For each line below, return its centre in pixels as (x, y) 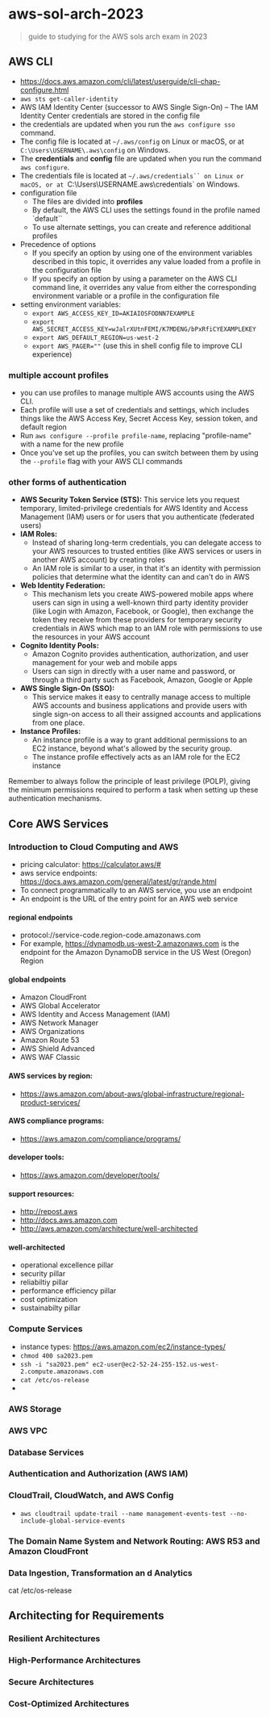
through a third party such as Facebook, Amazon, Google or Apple (142, 680)
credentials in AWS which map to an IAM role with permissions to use (147, 628)
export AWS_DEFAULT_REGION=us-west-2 (96, 337)
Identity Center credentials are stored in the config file (110, 115)
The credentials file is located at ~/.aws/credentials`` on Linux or (132, 175)
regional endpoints (41, 917)
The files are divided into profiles (87, 201)
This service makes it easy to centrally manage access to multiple (141, 697)
